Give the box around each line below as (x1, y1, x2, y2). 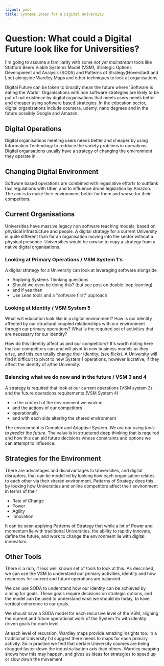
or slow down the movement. (5, 656, 64, 662)
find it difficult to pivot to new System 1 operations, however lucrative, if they (5, 356, 160, 362)
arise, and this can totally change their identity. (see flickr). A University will (5, 351, 158, 357)
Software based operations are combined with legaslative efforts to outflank (5, 181, 158, 186)
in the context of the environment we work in (12, 399, 103, 405)
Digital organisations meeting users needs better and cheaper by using (5, 138, 148, 143)
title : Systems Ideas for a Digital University (5, 12, 104, 17)
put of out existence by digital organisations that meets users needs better (5, 95, 155, 101)
